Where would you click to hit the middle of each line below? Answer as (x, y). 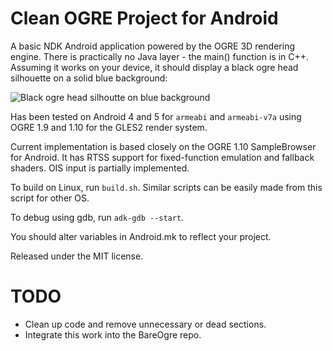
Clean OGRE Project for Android (144, 18)
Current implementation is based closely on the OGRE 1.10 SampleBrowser (163, 146)
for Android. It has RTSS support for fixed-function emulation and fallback (162, 157)
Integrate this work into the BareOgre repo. (113, 334)
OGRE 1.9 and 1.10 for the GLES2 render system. (109, 127)
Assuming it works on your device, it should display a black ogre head (154, 67)
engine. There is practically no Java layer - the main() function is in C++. (160, 56)
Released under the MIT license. (77, 256)
